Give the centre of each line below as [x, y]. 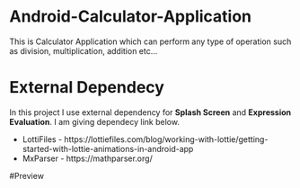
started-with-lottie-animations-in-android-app [108, 148]
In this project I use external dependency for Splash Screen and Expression [150, 112]
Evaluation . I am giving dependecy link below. [94, 121]
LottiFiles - [42, 139]
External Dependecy [87, 88]
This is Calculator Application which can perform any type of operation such [150, 41]
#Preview [27, 175]
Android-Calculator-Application [131, 17]
